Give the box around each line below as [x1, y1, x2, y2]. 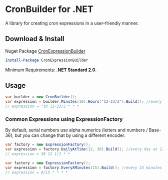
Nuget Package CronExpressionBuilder [5, 48, 85, 54]
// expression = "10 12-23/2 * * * [5, 104, 79, 109]
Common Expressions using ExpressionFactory [5, 115, 123, 122]
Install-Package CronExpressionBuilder [5, 58, 88, 63]
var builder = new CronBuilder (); [5, 94, 77, 100]
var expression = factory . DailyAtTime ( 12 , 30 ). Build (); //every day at [5, 147, 157, 152]
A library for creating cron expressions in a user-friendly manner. [5, 20, 139, 26]
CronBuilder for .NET [5, 4, 93, 15]
